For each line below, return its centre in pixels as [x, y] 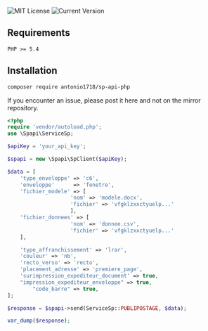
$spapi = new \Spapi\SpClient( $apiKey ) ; [67, 159]
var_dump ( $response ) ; [39, 321]
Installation [32, 71]
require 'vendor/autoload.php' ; [54, 127]
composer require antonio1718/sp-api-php [69, 87]
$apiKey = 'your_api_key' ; [47, 147]
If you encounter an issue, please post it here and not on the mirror [104, 100]
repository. [23, 108]
